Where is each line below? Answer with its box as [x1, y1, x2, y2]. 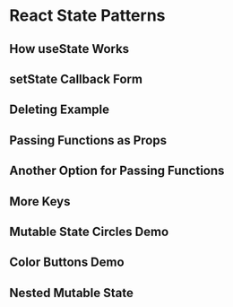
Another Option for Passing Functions [9, 163, 225, 179]
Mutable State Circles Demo [9, 224, 169, 239]
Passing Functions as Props [9, 132, 168, 148]
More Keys [9, 194, 71, 209]
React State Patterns [9, 5, 166, 26]
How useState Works [9, 41, 130, 57]
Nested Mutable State [9, 285, 134, 301]
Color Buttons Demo [9, 255, 125, 270]
